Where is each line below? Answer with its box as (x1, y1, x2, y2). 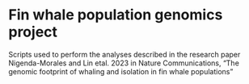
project (8, 23, 58, 41)
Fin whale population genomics (8, 6, 223, 24)
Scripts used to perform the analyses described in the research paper (8, 49, 241, 59)
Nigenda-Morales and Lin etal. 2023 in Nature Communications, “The (8, 58, 240, 68)
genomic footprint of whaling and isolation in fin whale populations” (8, 66, 234, 76)
